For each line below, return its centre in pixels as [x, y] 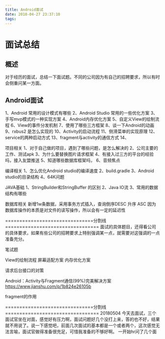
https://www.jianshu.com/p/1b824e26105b [48, 286]
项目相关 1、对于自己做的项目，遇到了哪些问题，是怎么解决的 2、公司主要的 [82, 148]
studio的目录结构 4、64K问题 [35, 177]
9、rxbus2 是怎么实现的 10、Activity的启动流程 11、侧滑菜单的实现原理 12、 [82, 131]
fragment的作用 [21, 297]
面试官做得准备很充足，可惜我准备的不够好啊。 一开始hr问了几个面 [89, 332]
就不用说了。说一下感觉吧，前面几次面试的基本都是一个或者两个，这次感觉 [80, 326]
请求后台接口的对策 [25, 271]
